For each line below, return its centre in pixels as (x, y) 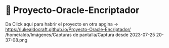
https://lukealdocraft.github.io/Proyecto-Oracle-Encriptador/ (68, 29)
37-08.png (16, 40)
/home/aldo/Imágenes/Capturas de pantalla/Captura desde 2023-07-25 (80, 34)
